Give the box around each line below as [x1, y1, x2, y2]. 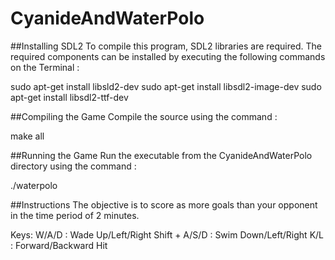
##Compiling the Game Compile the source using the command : [10, 110, 278, 122]
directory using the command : [10, 160, 137, 172]
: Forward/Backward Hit [10, 239, 108, 251]
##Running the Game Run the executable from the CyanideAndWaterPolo [10, 149, 313, 161]
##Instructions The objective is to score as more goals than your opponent [10, 198, 318, 211]
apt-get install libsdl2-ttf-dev [10, 91, 129, 103]
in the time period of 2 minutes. [10, 209, 140, 221]
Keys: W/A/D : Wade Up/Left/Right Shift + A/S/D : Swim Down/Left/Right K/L [10, 228, 324, 241]
